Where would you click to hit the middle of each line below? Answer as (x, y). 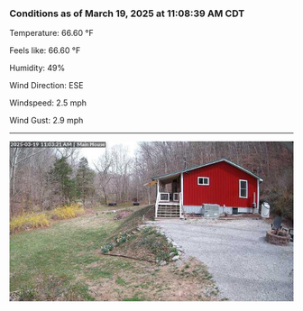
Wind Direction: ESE (46, 86)
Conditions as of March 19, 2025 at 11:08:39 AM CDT (127, 14)
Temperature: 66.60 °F (51, 33)
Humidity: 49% (37, 68)
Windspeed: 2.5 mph (48, 103)
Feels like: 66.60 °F (45, 50)
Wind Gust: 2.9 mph (46, 121)
